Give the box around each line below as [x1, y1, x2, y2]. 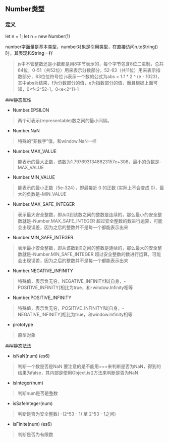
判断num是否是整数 [17, 390, 58, 396]
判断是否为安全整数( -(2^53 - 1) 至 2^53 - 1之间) [17, 411, 116, 417]
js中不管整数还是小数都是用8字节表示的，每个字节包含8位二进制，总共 [17, 60, 164, 67]
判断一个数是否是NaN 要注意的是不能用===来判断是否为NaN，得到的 [17, 363, 161, 369]
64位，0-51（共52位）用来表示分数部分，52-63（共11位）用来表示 [17, 67, 156, 73]
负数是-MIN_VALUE [26, 191, 67, 197]
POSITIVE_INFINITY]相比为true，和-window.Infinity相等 [17, 284, 133, 290]
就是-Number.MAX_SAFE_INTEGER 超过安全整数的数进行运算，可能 [22, 217, 163, 224]
